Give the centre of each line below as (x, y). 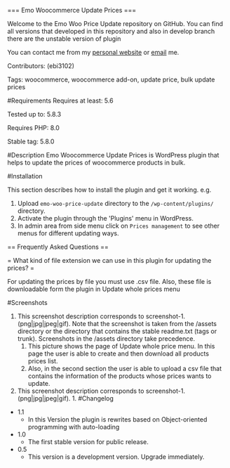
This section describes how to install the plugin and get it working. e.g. (109, 190)
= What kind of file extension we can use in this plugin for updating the (109, 260)
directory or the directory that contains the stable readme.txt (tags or (117, 331)
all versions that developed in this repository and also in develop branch (111, 31)
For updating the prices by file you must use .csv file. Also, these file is (109, 281)
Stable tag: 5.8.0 (31, 141)
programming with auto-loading (74, 427)
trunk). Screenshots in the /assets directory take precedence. (106, 339)
